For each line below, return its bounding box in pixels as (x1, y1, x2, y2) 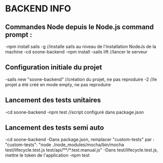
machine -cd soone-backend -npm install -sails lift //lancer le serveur (5, 49, 148, 54)
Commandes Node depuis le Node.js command (5, 23, 154, 31)
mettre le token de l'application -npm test (5, 152, 90, 159)
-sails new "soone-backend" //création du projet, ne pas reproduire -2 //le (5, 76, 158, 82)
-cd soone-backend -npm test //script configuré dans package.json (5, 109, 144, 115)
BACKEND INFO (5, 3, 71, 14)
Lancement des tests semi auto (5, 123, 104, 132)
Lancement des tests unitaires (5, 96, 101, 105)
